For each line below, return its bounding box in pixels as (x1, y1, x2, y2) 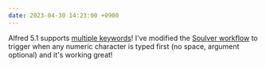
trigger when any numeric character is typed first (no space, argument (8, 41, 240, 51)
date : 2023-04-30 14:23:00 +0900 (8, 11, 119, 20)
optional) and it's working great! (8, 50, 113, 59)
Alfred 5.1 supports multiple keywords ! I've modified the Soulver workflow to (8, 33, 258, 43)
